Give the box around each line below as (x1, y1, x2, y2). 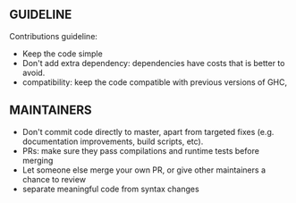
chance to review (21, 173, 87, 184)
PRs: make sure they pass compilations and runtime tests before (21, 145, 259, 156)
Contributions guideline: (9, 30, 98, 41)
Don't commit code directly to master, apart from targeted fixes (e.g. (21, 126, 275, 137)
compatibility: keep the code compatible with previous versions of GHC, (21, 76, 288, 88)
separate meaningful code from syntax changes (21, 183, 199, 194)
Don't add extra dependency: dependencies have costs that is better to (21, 57, 285, 68)
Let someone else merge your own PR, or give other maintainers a (21, 165, 266, 175)
